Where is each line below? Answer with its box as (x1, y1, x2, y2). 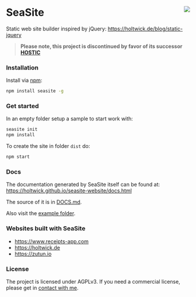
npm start (6, 154, 30, 160)
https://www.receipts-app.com (14, 237, 89, 245)
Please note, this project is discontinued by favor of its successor (20, 43, 183, 50)
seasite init (6, 126, 38, 133)
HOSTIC (20, 49, 41, 56)
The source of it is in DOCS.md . (6, 199, 82, 206)
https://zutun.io (14, 250, 52, 257)
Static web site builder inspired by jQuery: (6, 25, 107, 32)
